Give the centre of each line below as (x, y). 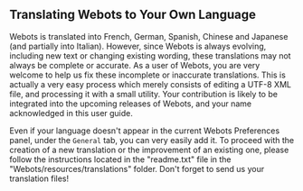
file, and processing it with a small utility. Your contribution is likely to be (144, 94)
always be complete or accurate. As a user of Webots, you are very (135, 65)
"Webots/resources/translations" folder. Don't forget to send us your (137, 168)
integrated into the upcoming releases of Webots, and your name (131, 104)
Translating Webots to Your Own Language (133, 15)
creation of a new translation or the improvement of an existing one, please (149, 150)
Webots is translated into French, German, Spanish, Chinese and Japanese (149, 36)
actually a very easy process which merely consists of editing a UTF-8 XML (151, 84)
